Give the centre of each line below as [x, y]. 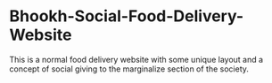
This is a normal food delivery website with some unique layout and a [136, 59]
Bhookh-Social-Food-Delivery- [127, 16]
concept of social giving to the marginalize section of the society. [129, 69]
